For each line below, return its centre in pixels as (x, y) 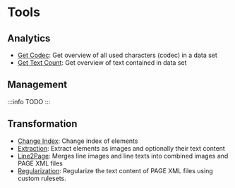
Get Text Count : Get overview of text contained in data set (102, 63)
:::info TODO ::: (29, 101)
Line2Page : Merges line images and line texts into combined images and (123, 156)
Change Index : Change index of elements (78, 141)
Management (37, 85)
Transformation (42, 124)
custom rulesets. (42, 178)
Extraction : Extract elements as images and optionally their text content (121, 148)
